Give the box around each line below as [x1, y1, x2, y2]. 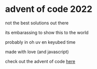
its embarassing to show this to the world [5, 29, 89, 35]
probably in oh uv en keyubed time [5, 39, 76, 45]
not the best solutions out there [5, 20, 69, 26]
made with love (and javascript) [5, 49, 69, 55]
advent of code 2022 [5, 3, 93, 15]
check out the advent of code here [5, 58, 75, 64]
